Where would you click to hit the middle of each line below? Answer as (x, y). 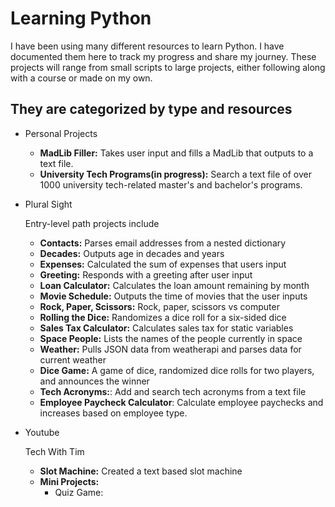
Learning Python (81, 18)
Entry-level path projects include (92, 223)
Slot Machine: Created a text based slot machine (141, 471)
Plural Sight (48, 204)
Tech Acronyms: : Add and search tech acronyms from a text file (173, 391)
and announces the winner (94, 381)
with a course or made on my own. (81, 78)
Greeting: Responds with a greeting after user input (146, 274)
